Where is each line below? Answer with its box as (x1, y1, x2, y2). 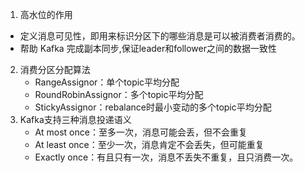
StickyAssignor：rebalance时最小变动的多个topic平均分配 (34, 101, 272, 113)
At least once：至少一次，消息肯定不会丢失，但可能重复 (34, 139, 265, 150)
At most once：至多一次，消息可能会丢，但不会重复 (34, 126, 248, 138)
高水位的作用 (19, 9, 73, 20)
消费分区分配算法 (19, 64, 91, 75)
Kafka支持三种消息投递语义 (19, 114, 132, 125)
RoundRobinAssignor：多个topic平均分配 (34, 89, 204, 100)
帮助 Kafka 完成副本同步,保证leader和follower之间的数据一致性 (19, 43, 277, 54)
